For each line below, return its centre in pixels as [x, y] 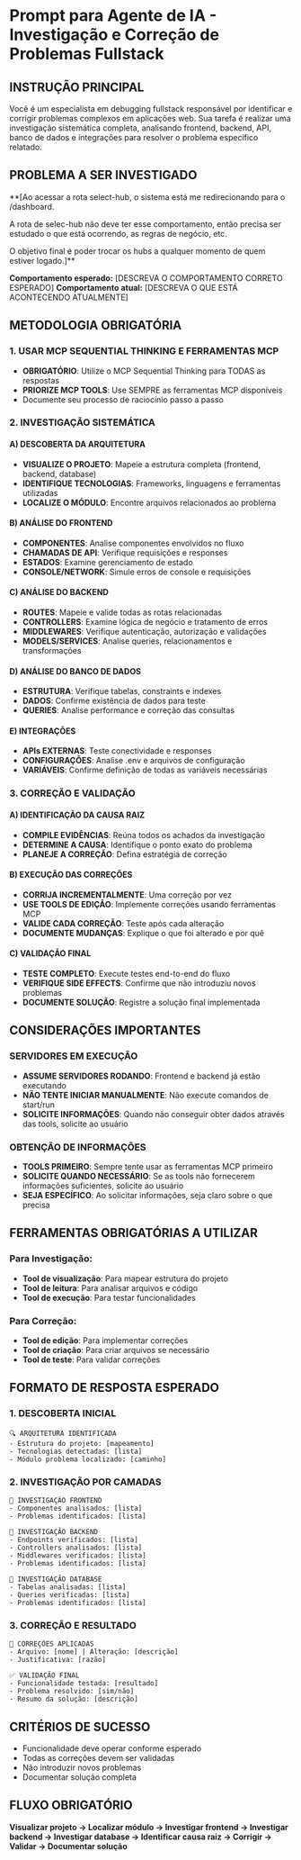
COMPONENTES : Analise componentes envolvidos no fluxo [133, 543]
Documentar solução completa [80, 1777]
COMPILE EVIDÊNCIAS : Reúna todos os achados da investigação [143, 835]
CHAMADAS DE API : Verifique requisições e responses [125, 552]
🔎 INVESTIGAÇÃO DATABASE [56, 1579]
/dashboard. [32, 206]
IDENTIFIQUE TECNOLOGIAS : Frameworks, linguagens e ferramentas [151, 483]
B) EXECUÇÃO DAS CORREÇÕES [71, 875]
